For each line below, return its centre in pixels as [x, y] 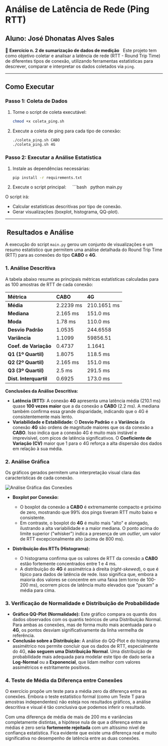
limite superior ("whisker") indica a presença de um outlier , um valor [90, 533]
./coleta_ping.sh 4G [34, 145]
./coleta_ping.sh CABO [36, 140]
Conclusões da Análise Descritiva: [42, 391]
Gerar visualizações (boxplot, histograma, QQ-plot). [65, 212]
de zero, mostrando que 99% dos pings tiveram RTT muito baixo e [88, 512]
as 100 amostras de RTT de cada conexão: [49, 284]
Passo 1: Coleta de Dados [36, 101]
